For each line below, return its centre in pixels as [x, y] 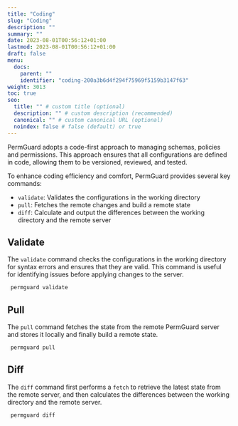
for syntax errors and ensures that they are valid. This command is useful [114, 267]
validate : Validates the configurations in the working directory [109, 197]
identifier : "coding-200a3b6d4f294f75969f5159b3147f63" [105, 80]
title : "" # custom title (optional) [70, 107]
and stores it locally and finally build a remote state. [83, 334]
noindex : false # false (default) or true [77, 126]
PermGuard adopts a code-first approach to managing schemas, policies [114, 147]
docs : [22, 67]
